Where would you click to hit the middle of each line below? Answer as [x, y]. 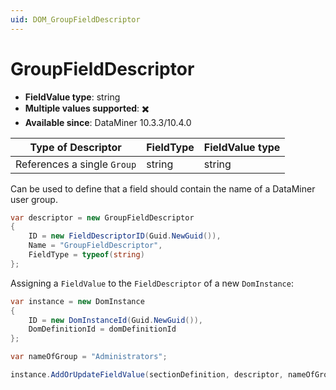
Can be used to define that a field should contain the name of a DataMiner [163, 188]
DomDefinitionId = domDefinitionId [102, 329]
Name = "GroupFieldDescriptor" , [95, 246]
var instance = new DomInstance [77, 301]
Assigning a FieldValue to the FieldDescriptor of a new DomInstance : [152, 283]
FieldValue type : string [72, 97]
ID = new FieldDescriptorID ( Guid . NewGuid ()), [125, 236]
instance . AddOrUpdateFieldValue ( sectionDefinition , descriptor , [147, 375]
